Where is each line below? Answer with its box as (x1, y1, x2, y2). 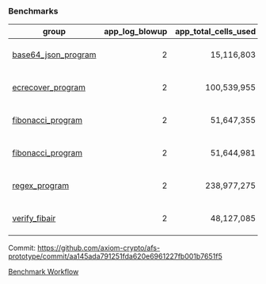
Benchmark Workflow (8, 267, 79, 277)
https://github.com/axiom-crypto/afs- (37, 244, 161, 253)
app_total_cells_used (175, 26, 256, 37)
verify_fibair (12, 213, 56, 224)
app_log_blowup (104, 26, 168, 37)
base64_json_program (12, 49, 97, 60)
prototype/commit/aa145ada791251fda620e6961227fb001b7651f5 (8, 251, 223, 261)
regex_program (12, 180, 70, 191)
